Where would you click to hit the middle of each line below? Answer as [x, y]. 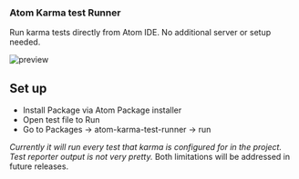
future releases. [39, 166]
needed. [25, 42]
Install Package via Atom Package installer [102, 110]
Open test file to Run [61, 120]
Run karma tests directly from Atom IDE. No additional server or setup [140, 33]
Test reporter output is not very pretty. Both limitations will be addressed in [149, 157]
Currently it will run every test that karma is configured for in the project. [146, 147]
